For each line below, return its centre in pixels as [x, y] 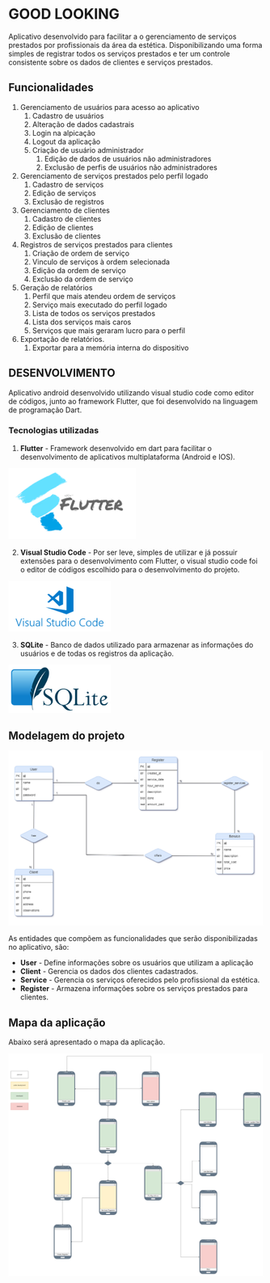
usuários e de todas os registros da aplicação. [97, 654]
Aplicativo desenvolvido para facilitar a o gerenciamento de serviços [122, 36]
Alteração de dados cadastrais [83, 124]
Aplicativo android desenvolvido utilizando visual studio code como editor [131, 392]
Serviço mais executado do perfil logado [99, 305]
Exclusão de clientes [66, 236]
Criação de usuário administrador [88, 150]
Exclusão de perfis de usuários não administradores [131, 167]
